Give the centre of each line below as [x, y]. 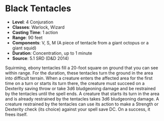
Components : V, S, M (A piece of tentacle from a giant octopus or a [80, 42]
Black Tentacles [38, 9]
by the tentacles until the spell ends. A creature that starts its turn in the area [82, 94]
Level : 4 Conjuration [33, 22]
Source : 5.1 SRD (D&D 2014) [41, 58]
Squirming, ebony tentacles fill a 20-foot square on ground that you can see [82, 68]
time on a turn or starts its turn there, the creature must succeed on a [75, 83]
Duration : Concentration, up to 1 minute [52, 53]
